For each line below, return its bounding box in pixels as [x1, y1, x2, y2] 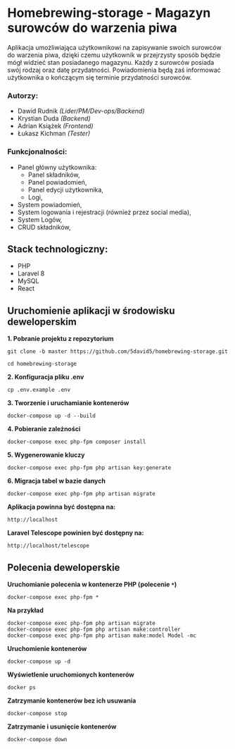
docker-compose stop [7, 710, 68, 717]
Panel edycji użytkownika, [27, 185, 104, 194]
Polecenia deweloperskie [7, 562, 120, 574]
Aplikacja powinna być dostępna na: [7, 502, 116, 512]
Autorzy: [7, 90, 39, 100]
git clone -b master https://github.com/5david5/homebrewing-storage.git [7, 348, 229, 355]
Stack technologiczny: [7, 243, 108, 255]
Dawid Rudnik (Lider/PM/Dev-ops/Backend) [17, 107, 146, 116]
